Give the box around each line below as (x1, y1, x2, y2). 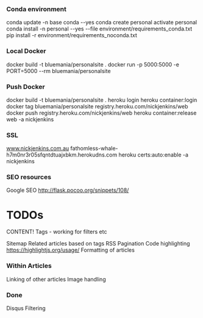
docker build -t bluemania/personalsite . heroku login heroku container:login (6, 96, 198, 104)
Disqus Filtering (6, 305, 46, 312)
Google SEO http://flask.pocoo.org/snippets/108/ (6, 186, 129, 194)
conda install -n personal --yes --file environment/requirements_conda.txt (6, 25, 193, 32)
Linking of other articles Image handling (6, 275, 106, 283)
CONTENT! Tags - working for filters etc (6, 228, 107, 236)
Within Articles (6, 261, 52, 270)
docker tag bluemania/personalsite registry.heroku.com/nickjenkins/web (6, 102, 188, 110)
